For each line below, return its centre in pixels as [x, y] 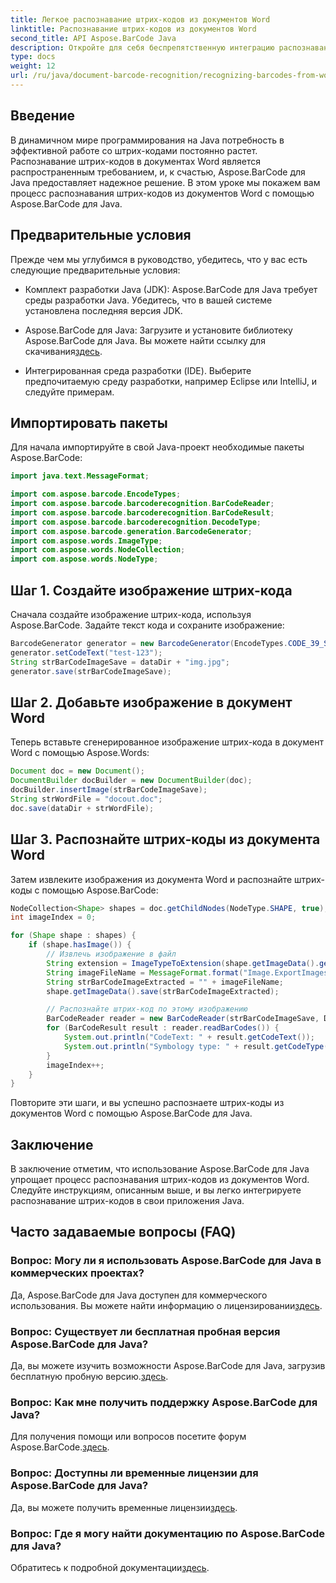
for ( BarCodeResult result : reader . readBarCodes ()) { [163, 1028]
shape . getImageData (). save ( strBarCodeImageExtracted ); [163, 991]
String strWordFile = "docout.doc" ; [86, 799]
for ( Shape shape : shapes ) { [73, 936]
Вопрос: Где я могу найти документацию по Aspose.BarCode [168, 1533]
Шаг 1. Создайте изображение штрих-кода [151, 590]
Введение [43, 116]
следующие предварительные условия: [95, 270]
